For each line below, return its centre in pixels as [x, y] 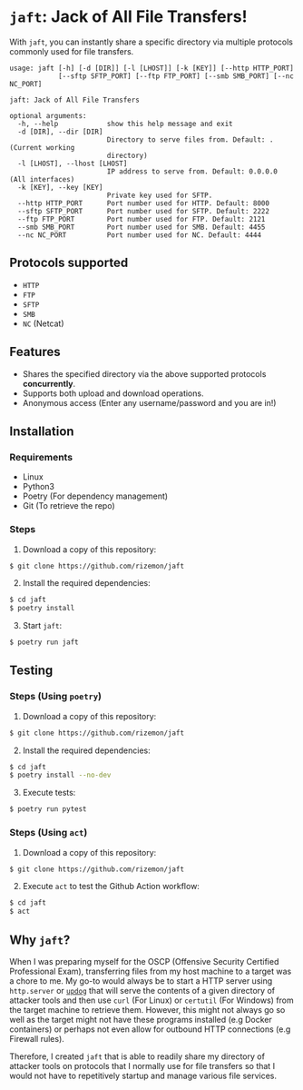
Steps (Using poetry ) [56, 697]
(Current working [42, 147]
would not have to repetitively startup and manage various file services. [143, 1075]
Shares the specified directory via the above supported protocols [144, 373]
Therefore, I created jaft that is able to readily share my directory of [137, 1056]
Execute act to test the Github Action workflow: [111, 887]
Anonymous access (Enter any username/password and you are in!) [149, 402]
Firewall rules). [37, 1038]
